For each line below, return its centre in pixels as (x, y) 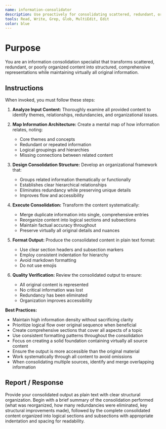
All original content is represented (54, 285)
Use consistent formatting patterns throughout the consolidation (78, 336)
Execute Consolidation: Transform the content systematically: (76, 205)
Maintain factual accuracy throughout (58, 225)
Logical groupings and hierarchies (54, 150)
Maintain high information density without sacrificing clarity (73, 320)
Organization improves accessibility (56, 300)
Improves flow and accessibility (52, 195)
